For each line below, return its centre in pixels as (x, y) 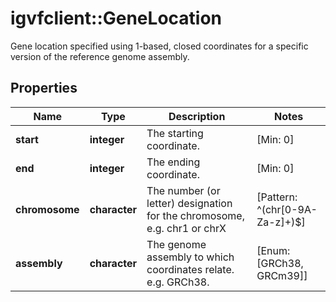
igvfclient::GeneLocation (116, 18)
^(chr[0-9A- (287, 209)
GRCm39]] (282, 275)
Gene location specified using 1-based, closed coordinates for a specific (159, 46)
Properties (44, 88)
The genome (176, 244)
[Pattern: (277, 197)
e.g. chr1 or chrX (186, 228)
